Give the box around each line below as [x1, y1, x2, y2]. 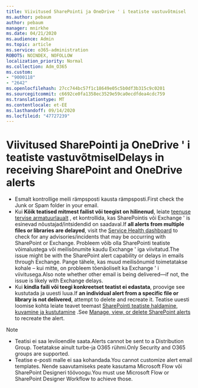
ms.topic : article [6, 42, 51, 48]
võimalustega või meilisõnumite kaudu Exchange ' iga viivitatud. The [14, 246, 180, 253]
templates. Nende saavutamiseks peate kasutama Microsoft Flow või [14, 363, 183, 370]
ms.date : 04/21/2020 [6, 31, 57, 37]
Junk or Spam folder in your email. [14, 202, 99, 209]
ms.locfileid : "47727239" [6, 113, 70, 119]
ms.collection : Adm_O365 [6, 63, 67, 70]
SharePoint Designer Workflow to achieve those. [14, 376, 133, 383]
